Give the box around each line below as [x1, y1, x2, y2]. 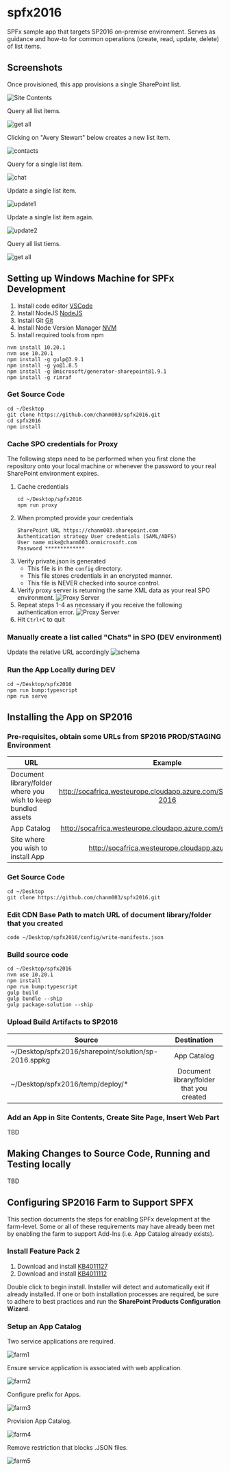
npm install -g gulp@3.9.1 [7, 356, 84, 363]
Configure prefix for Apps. [7, 1390, 81, 1399]
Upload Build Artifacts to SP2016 [7, 1017, 118, 1027]
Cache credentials [16, 483, 69, 491]
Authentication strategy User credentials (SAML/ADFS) [16, 533, 177, 540]
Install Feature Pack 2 [7, 1246, 81, 1256]
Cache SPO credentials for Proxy [7, 439, 118, 448]
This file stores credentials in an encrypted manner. [27, 572, 172, 580]
